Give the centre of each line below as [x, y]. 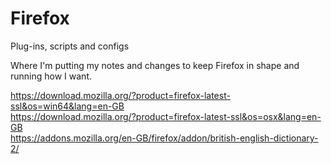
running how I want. [51, 76]
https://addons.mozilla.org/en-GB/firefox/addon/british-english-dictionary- [164, 138]
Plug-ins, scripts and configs [70, 46]
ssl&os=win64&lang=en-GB [67, 106]
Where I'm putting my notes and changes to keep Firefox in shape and [155, 65]
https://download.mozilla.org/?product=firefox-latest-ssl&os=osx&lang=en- [166, 116]
